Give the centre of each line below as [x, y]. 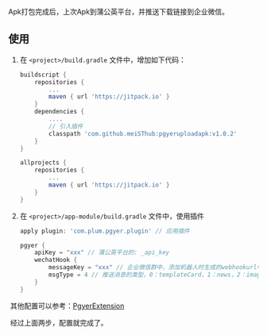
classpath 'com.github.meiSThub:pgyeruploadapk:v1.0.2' [143, 133]
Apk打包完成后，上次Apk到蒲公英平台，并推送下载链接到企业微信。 [118, 12]
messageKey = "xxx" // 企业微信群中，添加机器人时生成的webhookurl [153, 268]
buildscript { [43, 75]
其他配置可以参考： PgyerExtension [67, 306]
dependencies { [60, 112]
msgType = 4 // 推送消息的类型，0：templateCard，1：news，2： [148, 275]
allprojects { [43, 163]
